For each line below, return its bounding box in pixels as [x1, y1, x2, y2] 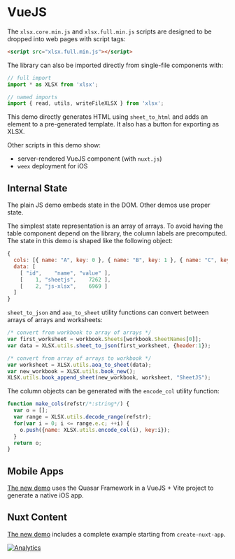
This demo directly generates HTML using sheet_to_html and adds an [7, 112, 208, 121]
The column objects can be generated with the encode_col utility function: [7, 387, 220, 395]
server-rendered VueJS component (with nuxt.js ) [17, 154, 162, 163]
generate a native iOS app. [7, 491, 84, 500]
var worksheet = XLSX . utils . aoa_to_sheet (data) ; [7, 361, 152, 368]
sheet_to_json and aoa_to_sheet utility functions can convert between [7, 308, 209, 317]
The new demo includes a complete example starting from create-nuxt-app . [7, 530, 226, 538]
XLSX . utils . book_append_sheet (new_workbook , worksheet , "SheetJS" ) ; [7, 375, 211, 382]
